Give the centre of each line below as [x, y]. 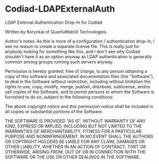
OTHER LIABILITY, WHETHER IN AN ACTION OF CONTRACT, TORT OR [75, 147]
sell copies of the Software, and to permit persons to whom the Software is [80, 92]
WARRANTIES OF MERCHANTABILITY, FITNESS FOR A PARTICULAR [73, 131]
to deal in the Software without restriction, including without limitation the [78, 82]
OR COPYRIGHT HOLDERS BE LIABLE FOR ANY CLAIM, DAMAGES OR [75, 141]
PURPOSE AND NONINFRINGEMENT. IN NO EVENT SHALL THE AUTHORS [79, 136]
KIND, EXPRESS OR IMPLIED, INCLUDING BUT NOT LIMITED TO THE [73, 126]
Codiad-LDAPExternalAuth [60, 9]
